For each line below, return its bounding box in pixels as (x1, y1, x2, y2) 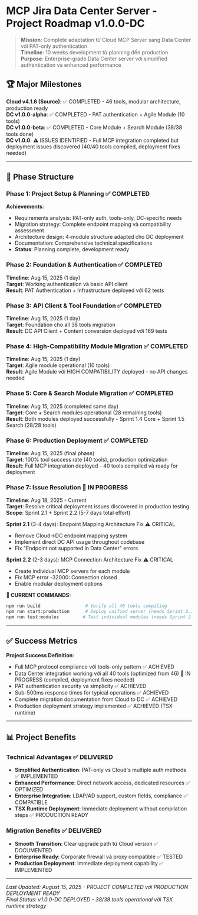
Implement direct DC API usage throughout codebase (14, 538, 145, 546)
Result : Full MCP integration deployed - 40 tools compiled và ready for (6, 462, 178, 469)
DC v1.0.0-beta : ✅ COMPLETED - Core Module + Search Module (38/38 (6, 124, 183, 131)
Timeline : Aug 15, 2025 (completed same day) (6, 403, 119, 410)
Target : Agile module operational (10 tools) (6, 362, 110, 369)
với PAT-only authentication (20, 43, 87, 50)
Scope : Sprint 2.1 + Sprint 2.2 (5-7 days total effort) (6, 510, 131, 517)
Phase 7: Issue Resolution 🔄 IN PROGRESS (6, 483, 128, 491)
